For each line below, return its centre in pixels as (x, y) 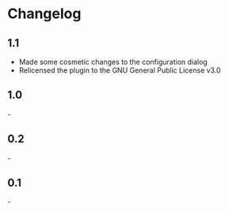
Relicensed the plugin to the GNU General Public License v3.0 (120, 70)
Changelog (44, 14)
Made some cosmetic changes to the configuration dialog (113, 62)
